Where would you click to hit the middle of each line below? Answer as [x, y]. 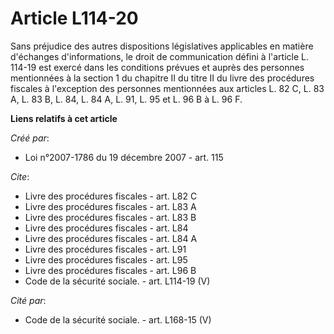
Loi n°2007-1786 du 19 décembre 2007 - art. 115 [124, 157]
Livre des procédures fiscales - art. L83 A [110, 206]
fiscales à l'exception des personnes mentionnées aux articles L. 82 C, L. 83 [167, 88]
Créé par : [30, 138]
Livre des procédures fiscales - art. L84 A [111, 238]
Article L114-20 [74, 18]
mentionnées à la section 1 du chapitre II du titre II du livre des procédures [162, 78]
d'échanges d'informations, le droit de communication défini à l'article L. [159, 56]
